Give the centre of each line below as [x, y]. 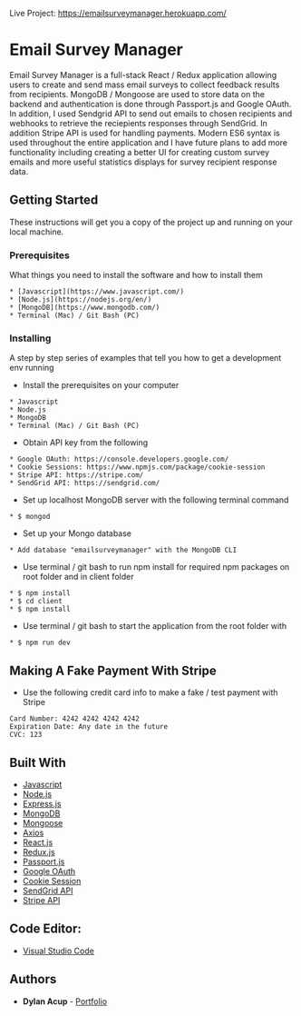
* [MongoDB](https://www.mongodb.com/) [85, 308]
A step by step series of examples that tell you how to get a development [146, 358]
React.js [38, 842]
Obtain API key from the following [85, 443]
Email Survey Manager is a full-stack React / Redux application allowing [143, 75]
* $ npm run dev [40, 643]
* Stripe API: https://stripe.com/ [77, 475]
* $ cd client [36, 602]
